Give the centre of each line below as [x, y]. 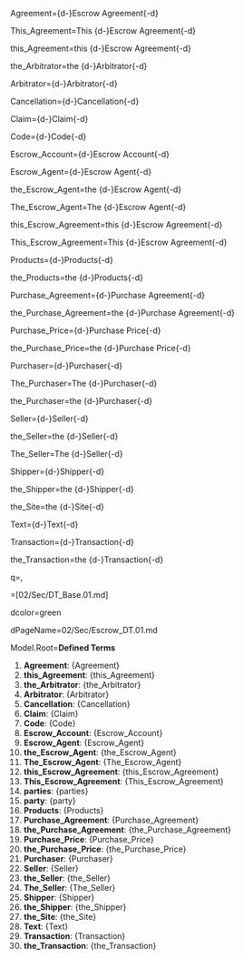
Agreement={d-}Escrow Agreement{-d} [85, 13]
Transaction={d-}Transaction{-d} [73, 542]
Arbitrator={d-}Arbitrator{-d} [64, 84]
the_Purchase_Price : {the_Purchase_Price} [105, 849]
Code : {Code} [49, 723]
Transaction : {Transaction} [74, 936]
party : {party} [49, 801]
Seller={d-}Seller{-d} [49, 419]
